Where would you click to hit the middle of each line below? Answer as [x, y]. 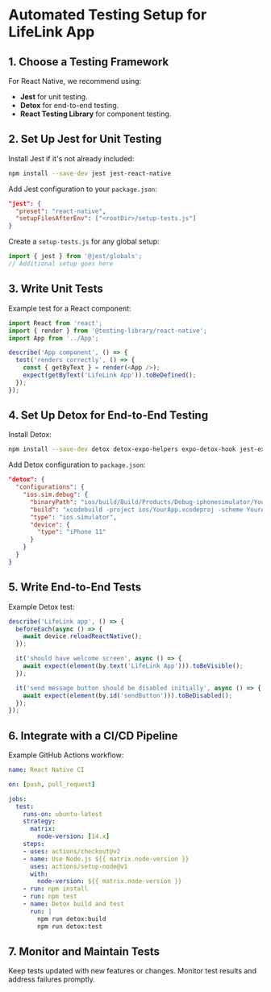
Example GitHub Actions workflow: [66, 755]
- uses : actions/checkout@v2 [72, 851]
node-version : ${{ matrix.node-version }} [110, 882]
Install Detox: [30, 435]
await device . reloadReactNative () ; [83, 636]
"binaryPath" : [54, 502]
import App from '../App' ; [54, 338]
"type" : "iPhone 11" [72, 532]
